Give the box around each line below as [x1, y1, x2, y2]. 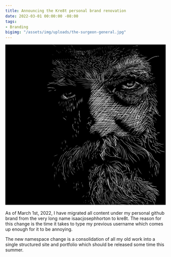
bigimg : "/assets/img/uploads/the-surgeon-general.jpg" [5, 30, 126, 35]
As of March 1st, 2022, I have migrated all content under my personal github [5, 210, 165, 216]
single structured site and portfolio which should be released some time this [5, 242, 164, 248]
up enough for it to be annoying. [5, 226, 73, 233]
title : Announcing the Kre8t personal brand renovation [5, 8, 126, 13]
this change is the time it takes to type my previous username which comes [5, 221, 164, 227]
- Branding [5, 24, 28, 30]
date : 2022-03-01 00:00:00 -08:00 [5, 13, 79, 19]
